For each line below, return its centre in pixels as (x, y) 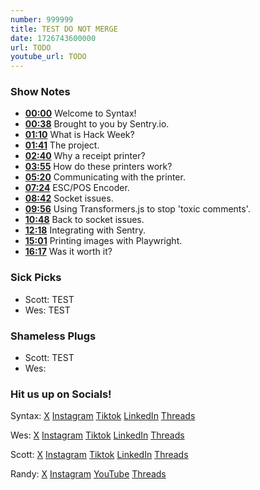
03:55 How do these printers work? (98, 167)
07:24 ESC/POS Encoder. (77, 188)
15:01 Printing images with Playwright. (103, 241)
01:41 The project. (62, 145)
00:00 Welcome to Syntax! (80, 113)
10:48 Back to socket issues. (84, 220)
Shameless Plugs (53, 336)
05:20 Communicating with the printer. (105, 177)
